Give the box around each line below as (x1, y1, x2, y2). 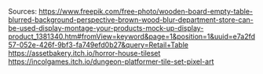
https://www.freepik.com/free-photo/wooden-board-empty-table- (38, 7, 254, 16)
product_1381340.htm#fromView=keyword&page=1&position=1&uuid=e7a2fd (8, 31, 256, 41)
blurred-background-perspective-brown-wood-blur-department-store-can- (8, 15, 254, 24)
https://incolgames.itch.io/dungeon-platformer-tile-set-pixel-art (8, 57, 214, 66)
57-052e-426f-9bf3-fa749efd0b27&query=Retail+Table (8, 40, 188, 50)
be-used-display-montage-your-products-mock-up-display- (8, 24, 204, 32)
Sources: (8, 7, 38, 16)
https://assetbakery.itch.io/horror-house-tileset (8, 49, 161, 57)
